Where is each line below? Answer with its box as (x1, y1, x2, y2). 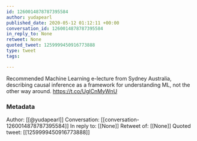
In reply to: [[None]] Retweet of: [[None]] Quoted (70, 122, 191, 129)
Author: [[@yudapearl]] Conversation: (6, 116, 100, 123)
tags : (6, 53, 20, 59)
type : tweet (6, 48, 36, 54)
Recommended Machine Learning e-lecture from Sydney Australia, (6, 75, 172, 82)
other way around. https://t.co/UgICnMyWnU (6, 87, 118, 94)
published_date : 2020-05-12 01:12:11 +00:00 (6, 20, 120, 26)
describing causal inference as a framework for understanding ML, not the (6, 81, 190, 88)
